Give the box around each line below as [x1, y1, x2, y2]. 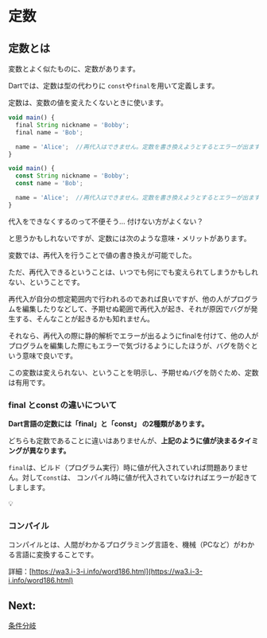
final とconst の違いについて [8, 399, 118, 410]
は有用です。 [8, 377, 50, 387]
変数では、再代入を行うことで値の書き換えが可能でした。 [8, 250, 196, 259]
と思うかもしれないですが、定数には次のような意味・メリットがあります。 [8, 233, 251, 243]
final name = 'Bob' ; [15, 128, 83, 136]
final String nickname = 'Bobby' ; [15, 121, 130, 129]
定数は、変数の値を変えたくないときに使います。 [8, 98, 168, 107]
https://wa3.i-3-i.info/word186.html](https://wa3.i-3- [31, 566, 203, 577]
